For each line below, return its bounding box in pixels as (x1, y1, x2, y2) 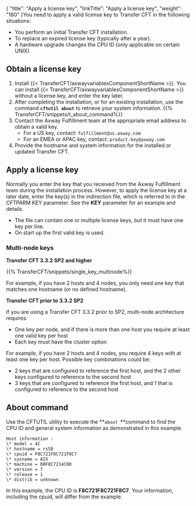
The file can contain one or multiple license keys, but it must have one (14, 216, 184, 224)
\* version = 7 (6, 466, 43, 472)
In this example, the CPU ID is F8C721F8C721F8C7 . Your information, (6, 487, 174, 494)
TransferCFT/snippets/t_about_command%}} (14, 110, 123, 117)
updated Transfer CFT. (14, 148, 70, 155)
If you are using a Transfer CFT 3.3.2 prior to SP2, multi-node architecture (6, 308, 184, 315)
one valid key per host (14, 332, 68, 339)
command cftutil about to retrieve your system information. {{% (14, 105, 173, 112)
